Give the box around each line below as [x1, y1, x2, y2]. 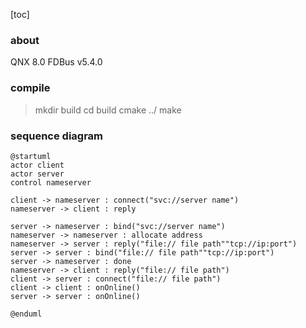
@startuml [10, 151, 52, 161]
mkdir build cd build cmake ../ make [34, 104, 182, 116]
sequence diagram [10, 129, 104, 143]
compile [10, 81, 51, 95]
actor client [10, 160, 65, 170]
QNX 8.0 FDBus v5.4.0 [10, 56, 103, 68]
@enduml [10, 309, 43, 319]
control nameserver [10, 177, 92, 188]
